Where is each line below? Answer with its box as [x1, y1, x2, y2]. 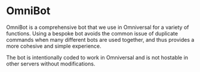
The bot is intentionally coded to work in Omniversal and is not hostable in [6, 54, 189, 61]
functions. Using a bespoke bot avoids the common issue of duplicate [6, 30, 178, 37]
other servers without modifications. [6, 60, 96, 67]
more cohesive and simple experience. [6, 42, 101, 50]
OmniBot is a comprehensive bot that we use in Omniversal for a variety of [6, 24, 189, 31]
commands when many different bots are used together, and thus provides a [6, 36, 195, 43]
